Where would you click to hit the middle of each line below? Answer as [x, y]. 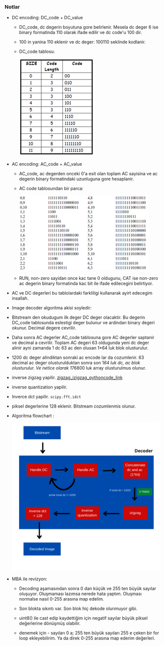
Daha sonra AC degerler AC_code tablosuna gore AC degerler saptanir [83, 338]
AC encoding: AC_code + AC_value [47, 164]
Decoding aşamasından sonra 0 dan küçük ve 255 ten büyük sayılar [88, 588]
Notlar [12, 7]
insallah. [20, 298]
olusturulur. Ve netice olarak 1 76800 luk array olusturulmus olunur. [79, 368]
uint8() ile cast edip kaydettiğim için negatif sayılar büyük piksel [83, 618]
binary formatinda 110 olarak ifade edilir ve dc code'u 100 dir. [81, 33]
